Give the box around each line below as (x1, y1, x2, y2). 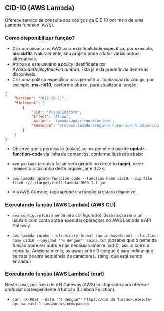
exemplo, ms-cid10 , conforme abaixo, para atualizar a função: (12, 82, 138, 88)
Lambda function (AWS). (5, 22, 55, 28)
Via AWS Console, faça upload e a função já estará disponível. (12, 189, 138, 195)
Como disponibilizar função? (5, 34, 75, 41)
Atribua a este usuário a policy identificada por (12, 61, 106, 67)
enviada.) (12, 258, 31, 264)
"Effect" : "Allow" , (31, 114, 71, 119)
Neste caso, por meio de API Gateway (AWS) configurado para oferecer (5, 282, 150, 287)
